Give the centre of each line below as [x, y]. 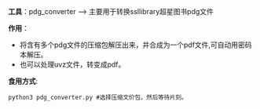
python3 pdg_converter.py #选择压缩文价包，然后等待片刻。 [98, 97]
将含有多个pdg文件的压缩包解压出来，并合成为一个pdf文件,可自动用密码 [135, 45]
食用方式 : [23, 81]
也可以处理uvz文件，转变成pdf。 [72, 64]
